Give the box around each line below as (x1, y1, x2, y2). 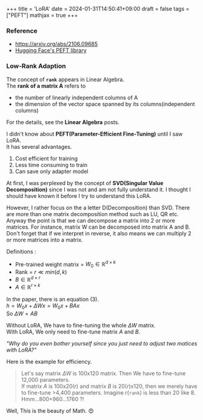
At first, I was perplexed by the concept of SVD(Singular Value (6, 179, 164, 186)
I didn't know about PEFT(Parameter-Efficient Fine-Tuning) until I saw (6, 130, 183, 137)
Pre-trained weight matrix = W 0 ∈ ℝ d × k (15, 260, 116, 269)
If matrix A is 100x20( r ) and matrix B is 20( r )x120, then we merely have (21, 382, 198, 390)
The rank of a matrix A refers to (6, 82, 86, 90)
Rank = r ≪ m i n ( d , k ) (15, 269, 67, 276)
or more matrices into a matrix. (6, 236, 83, 243)
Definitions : (6, 248, 36, 255)
